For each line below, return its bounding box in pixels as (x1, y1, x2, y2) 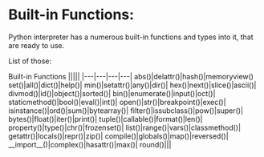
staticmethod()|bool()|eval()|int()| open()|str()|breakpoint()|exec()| (8, 97, 226, 107)
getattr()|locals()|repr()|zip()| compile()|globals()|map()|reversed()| (8, 131, 229, 141)
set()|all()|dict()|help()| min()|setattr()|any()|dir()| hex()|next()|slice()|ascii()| (8, 80, 257, 90)
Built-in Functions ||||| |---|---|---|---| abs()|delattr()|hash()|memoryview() (8, 71, 254, 81)
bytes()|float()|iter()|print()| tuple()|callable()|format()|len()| (8, 114, 203, 123)
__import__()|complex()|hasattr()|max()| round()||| (8, 139, 172, 149)
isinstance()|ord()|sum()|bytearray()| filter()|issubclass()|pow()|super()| (8, 106, 243, 115)
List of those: (8, 56, 52, 66)
